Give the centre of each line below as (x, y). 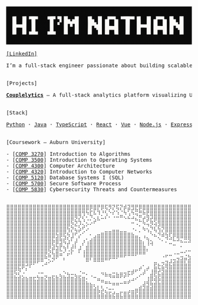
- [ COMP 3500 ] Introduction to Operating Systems (79, 160)
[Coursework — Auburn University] (56, 142)
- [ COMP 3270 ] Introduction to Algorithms (68, 154)
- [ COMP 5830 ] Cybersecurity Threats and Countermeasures (92, 189)
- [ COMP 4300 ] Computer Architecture (61, 165)
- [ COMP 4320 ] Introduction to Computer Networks (79, 171)
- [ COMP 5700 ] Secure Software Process (64, 183)
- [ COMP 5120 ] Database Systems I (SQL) (65, 177)
